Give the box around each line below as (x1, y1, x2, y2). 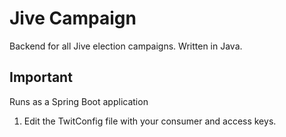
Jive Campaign (9, 7, 137, 30)
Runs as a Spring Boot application (9, 95, 149, 107)
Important (9, 69, 73, 86)
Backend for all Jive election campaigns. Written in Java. (9, 40, 243, 52)
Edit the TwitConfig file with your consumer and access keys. (23, 115, 277, 127)
